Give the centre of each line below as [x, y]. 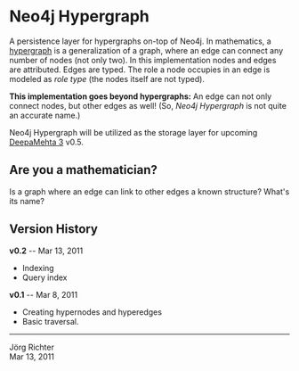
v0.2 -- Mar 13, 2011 [46, 251]
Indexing [38, 268]
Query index [44, 277]
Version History [53, 229]
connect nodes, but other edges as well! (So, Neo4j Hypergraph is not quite [148, 105]
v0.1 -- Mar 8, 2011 [44, 294]
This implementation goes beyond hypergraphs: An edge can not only [141, 96]
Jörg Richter [32, 347]
